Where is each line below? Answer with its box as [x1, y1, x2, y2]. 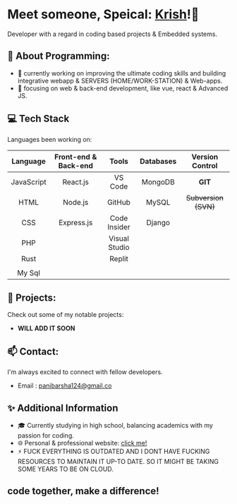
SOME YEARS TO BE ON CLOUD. [17, 465, 114, 473]
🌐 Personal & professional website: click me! [17, 439, 147, 447]
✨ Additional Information [7, 402, 119, 414]
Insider [107, 222, 130, 232]
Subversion [186, 193, 224, 203]
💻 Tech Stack [7, 113, 70, 125]
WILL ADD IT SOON [17, 324, 75, 332]
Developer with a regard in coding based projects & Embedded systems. [7, 30, 217, 38]
